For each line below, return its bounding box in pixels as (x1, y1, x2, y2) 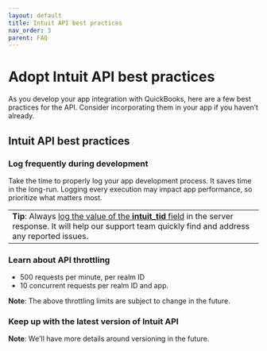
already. (8, 111, 35, 121)
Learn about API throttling (8, 254, 110, 265)
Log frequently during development (8, 158, 149, 169)
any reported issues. (12, 230, 89, 241)
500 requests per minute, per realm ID (19, 272, 145, 282)
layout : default (8, 11, 62, 20)
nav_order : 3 (8, 26, 52, 34)
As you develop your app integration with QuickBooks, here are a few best (8, 94, 252, 104)
